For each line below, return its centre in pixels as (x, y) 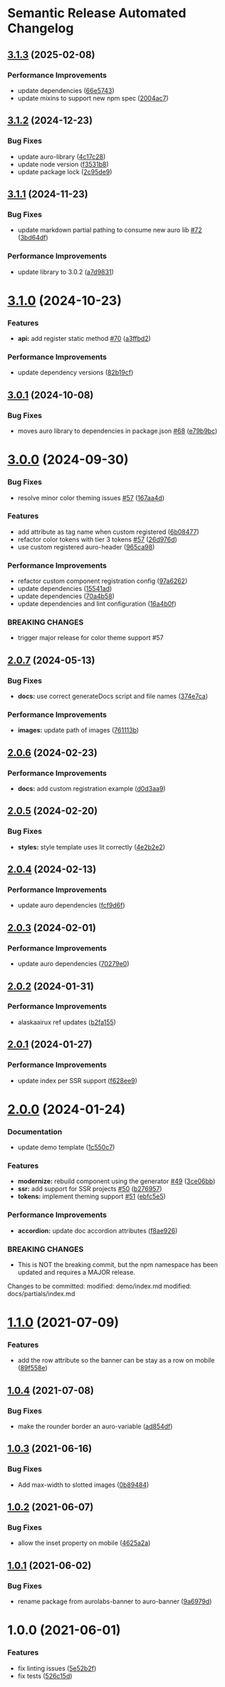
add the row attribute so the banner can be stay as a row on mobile (116, 1360)
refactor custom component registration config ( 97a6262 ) (103, 581)
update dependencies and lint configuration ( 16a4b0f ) (97, 604)
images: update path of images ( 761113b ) (78, 730)
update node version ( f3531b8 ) (63, 164)
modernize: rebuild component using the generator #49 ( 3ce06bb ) (116, 1181)
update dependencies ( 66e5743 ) (66, 90)
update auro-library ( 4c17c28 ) (62, 156)
